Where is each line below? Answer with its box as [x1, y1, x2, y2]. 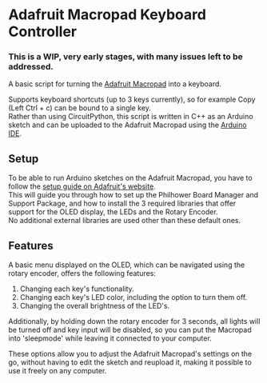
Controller [8, 22, 78, 41]
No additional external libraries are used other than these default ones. [8, 216, 241, 225]
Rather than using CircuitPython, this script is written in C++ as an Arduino [8, 112, 253, 122]
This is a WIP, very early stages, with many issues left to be [8, 51, 244, 62]
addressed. [8, 62, 54, 73]
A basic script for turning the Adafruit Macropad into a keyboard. [8, 79, 222, 89]
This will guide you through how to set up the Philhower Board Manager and [8, 190, 258, 200]
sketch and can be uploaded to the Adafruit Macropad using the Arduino [8, 120, 247, 130]
